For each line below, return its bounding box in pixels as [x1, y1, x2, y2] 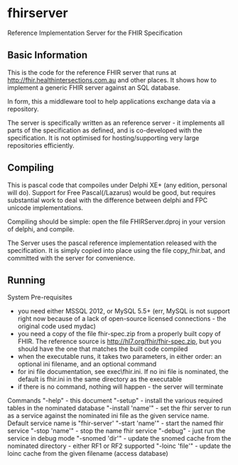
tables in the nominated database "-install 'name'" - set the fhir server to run [7, 404, 232, 412]
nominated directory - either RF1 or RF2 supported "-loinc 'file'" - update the [7, 442, 232, 450]
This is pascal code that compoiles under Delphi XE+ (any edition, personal [7, 180, 227, 189]
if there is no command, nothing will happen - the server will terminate [17, 382, 224, 391]
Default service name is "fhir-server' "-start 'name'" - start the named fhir [7, 419, 224, 428]
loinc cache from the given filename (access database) [7, 449, 168, 458]
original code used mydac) [17, 322, 96, 330]
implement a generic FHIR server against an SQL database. [7, 83, 180, 92]
